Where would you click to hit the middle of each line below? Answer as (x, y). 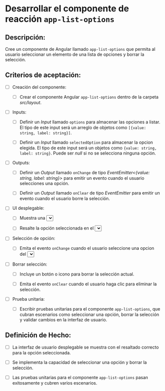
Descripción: (25, 37)
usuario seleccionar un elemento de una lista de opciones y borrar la (75, 54)
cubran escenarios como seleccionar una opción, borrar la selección (89, 314)
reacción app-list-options (60, 19)
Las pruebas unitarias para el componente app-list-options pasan (80, 377)
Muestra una (33, 218)
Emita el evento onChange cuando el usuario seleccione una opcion (87, 248)
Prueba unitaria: (29, 299)
